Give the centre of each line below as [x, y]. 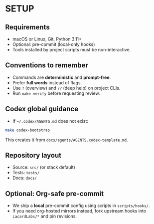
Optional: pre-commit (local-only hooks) [54, 44]
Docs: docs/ [25, 178]
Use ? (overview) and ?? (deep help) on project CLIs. [66, 88]
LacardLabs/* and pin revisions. [45, 216]
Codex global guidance [42, 109]
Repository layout [33, 155]
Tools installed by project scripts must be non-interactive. [72, 50]
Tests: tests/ [26, 173]
